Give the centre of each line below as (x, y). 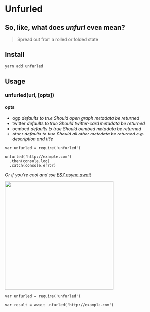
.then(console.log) (30, 161)
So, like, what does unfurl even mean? (65, 27)
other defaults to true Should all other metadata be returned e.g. (78, 134)
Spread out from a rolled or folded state (57, 39)
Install (15, 55)
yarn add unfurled (24, 66)
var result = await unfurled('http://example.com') (59, 305)
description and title (33, 139)
